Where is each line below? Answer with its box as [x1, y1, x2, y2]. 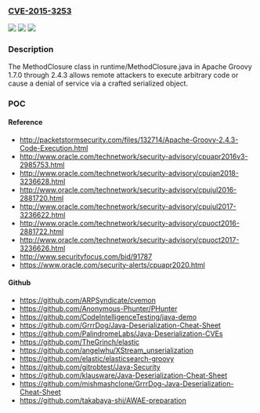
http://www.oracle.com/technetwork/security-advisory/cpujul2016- [19, 185, 237, 194]
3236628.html [19, 177, 66, 186]
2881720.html [19, 193, 64, 203]
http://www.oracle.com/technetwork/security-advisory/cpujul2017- [19, 202, 237, 211]
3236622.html [19, 210, 66, 219]
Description [8, 44, 54, 55]
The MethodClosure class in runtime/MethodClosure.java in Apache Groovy [8, 61, 252, 71]
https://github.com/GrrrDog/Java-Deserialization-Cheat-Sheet [19, 320, 222, 330]
